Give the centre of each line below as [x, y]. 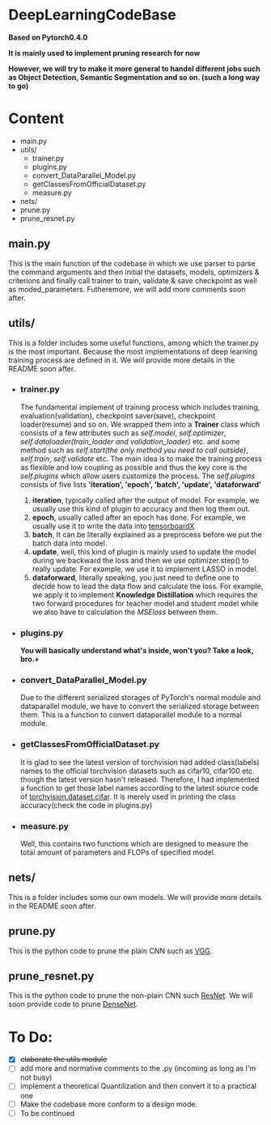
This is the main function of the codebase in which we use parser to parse [132, 263]
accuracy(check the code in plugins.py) [86, 805]
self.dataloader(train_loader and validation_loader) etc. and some [130, 441]
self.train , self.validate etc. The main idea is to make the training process [141, 458]
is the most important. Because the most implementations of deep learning [133, 351]
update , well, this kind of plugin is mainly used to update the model [144, 551]
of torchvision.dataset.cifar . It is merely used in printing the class [128, 796]
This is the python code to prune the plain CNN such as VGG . [110, 951]
